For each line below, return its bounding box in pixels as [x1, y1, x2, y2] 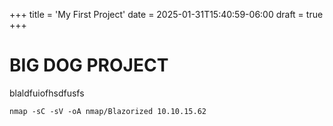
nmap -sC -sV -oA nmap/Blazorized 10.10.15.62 [9, 106, 207, 116]
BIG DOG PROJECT [9, 54, 169, 77]
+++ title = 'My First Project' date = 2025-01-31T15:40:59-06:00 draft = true [9, 9, 324, 20]
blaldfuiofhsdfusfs [9, 87, 85, 99]
